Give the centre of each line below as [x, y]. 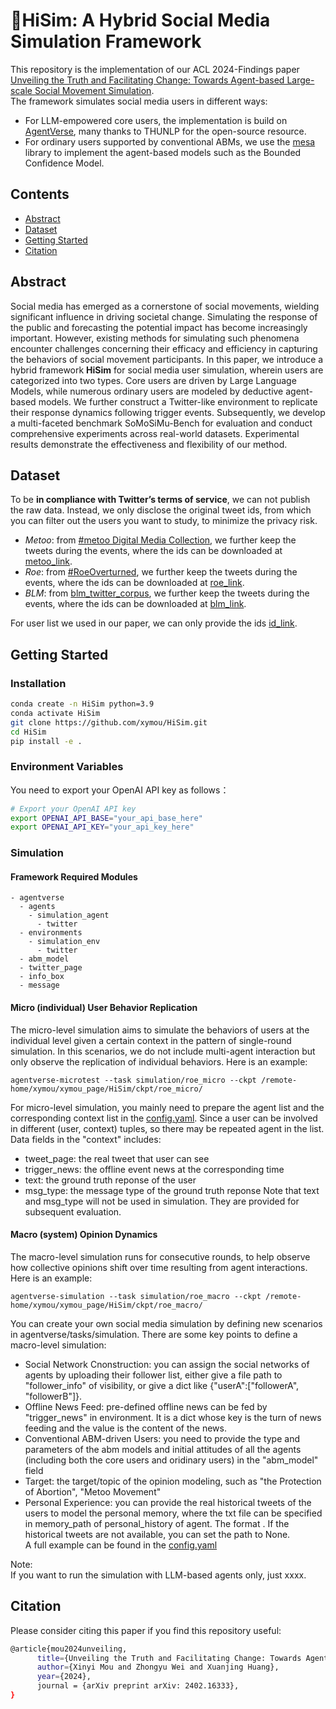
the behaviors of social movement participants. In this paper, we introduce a [167, 359]
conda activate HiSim [55, 713]
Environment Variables [67, 767]
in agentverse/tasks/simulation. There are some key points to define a [154, 1334]
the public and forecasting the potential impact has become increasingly [159, 327]
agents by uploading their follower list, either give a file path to [153, 1375]
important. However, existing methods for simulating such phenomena [155, 338]
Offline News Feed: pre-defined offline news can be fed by [146, 1406]
